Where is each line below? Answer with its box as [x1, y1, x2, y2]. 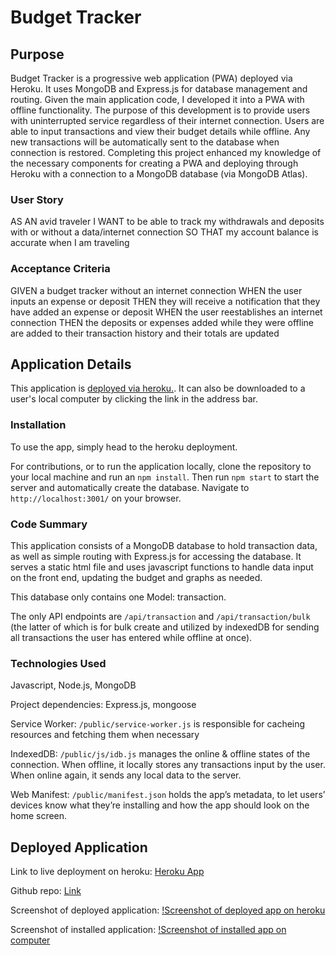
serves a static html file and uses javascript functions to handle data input [10, 561, 314, 573]
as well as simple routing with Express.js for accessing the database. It [10, 551, 302, 562]
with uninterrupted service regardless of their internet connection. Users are [10, 115, 325, 126]
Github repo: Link [10, 885, 82, 897]
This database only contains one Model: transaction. [10, 591, 227, 603]
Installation [10, 418, 67, 432]
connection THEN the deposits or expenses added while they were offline [10, 316, 314, 328]
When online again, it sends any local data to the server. [10, 769, 242, 781]
